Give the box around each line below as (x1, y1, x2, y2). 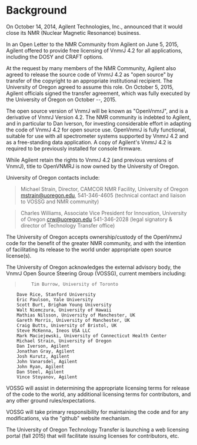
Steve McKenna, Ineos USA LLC (16, 328, 91, 334)
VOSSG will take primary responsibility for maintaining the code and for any (6, 408, 189, 416)
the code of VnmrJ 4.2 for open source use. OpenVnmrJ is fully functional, (6, 126, 187, 133)
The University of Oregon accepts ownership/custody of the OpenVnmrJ (6, 233, 182, 240)
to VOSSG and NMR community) (20, 198, 99, 205)
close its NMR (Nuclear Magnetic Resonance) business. (6, 29, 141, 36)
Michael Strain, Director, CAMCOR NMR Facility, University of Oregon (20, 185, 189, 192)
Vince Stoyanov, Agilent (16, 374, 78, 380)
